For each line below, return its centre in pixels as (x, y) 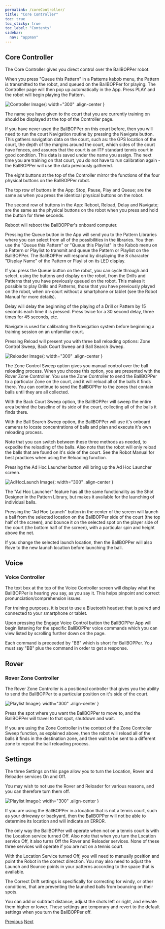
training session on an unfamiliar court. (45, 332)
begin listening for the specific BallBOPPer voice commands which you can (81, 628)
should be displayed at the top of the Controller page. (59, 119)
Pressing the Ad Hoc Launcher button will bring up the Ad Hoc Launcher (78, 467)
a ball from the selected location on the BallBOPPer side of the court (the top (83, 517)
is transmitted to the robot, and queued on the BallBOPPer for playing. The (81, 84)
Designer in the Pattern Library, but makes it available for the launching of (80, 497)
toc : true (15, 19)
